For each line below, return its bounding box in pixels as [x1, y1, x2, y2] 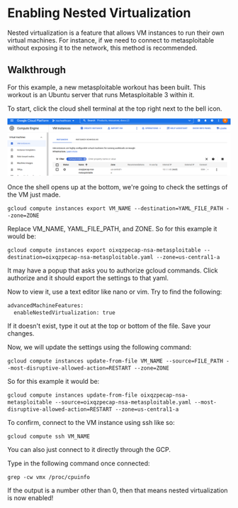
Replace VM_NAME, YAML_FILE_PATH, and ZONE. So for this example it [7, 225, 217, 233]
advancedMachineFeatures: [7, 302, 84, 309]
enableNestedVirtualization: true [13, 309, 115, 316]
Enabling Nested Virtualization [7, 5, 191, 21]
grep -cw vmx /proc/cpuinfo [7, 474, 91, 481]
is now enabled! [7, 494, 54, 502]
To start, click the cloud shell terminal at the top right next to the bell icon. [7, 104, 222, 113]
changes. [7, 329, 35, 338]
